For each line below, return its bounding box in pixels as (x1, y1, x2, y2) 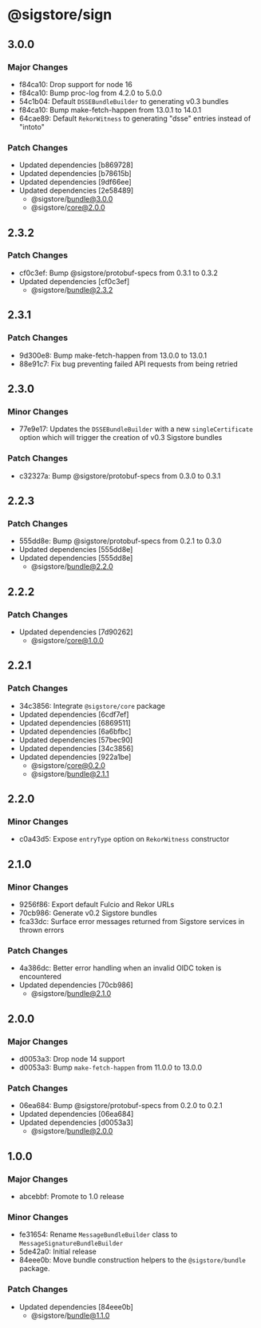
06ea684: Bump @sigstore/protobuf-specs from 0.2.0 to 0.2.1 (18, 1101, 223, 1110)
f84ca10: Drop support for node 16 (18, 79, 132, 89)
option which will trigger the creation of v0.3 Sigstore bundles (18, 433, 223, 442)
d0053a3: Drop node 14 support (18, 1054, 125, 1063)
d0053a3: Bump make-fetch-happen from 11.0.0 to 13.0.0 (18, 1062, 203, 1072)
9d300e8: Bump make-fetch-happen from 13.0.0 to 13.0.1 (18, 350, 208, 360)
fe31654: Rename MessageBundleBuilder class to (18, 1230, 178, 1239)
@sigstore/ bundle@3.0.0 (30, 194, 113, 204)
